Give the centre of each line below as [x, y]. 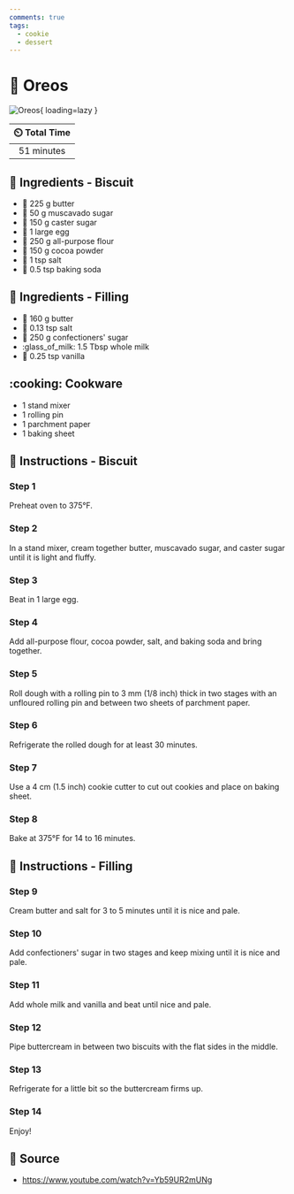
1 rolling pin [43, 414]
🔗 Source [34, 1158]
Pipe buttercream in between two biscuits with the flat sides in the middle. [143, 1046]
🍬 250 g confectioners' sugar [75, 337]
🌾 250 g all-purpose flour [68, 241]
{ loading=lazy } [69, 111]
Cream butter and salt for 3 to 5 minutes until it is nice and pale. [125, 911]
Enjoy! [21, 1131]
